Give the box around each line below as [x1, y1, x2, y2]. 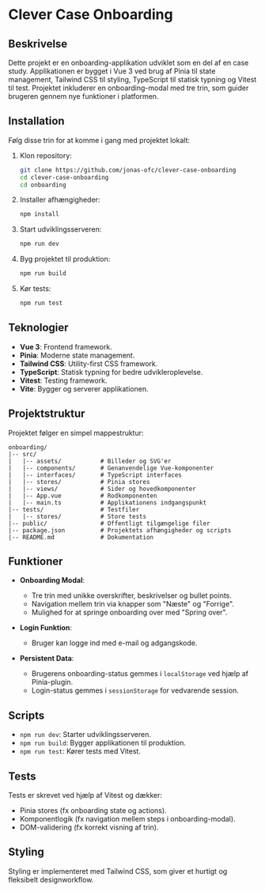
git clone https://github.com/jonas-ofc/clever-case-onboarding [19, 166, 237, 174]
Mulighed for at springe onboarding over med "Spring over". [31, 607, 228, 618]
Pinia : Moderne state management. [19, 350, 135, 360]
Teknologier [8, 321, 69, 334]
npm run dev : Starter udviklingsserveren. [19, 730, 152, 739]
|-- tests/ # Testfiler [8, 505, 140, 513]
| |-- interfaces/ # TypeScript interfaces [8, 471, 182, 479]
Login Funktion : [19, 623, 73, 633]
